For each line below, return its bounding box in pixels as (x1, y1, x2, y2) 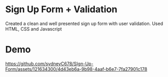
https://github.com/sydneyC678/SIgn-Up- (5, 60, 94, 67)
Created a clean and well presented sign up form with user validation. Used (5, 20, 163, 27)
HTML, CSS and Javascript (5, 25, 62, 32)
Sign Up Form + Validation (5, 4, 118, 15)
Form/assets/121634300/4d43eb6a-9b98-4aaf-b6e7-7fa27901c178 (5, 66, 148, 72)
